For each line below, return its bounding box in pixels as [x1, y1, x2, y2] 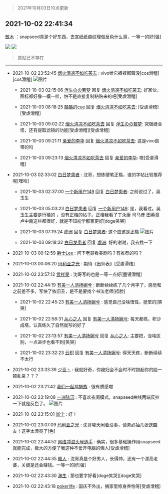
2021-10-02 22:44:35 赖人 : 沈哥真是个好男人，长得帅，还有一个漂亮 [12, 455, 154, 461]
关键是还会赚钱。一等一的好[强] [21, 461, 86, 468]
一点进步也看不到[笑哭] [28, 339, 76, 345]
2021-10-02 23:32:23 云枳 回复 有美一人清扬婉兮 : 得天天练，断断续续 [19, 350, 162, 356]
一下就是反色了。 [12, 400, 48, 406]
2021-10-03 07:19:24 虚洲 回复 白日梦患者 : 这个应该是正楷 [19, 228, 139, 235]
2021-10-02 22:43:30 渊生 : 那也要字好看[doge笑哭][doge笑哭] [12, 472, 142, 478]
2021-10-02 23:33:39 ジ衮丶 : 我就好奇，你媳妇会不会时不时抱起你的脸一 [12, 366, 162, 373]
